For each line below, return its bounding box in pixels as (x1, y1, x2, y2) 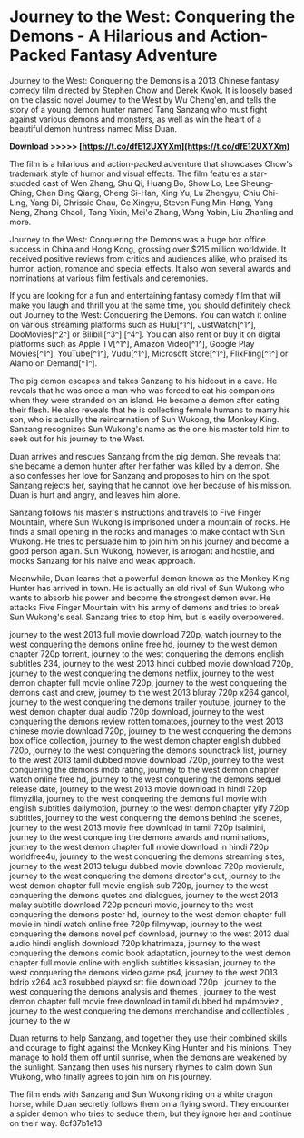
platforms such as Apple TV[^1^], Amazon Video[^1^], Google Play (9, 338, 255, 349)
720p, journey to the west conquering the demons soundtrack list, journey (9, 745, 288, 756)
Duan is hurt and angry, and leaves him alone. (9, 489, 181, 500)
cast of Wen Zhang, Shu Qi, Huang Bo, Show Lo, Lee (42, 177, 240, 188)
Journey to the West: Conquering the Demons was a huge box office (9, 233, 266, 244)
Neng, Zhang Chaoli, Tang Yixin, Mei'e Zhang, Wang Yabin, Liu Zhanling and (9, 206, 294, 217)
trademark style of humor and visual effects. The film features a (9, 168, 248, 179)
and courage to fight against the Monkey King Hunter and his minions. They (9, 1042, 292, 1053)
